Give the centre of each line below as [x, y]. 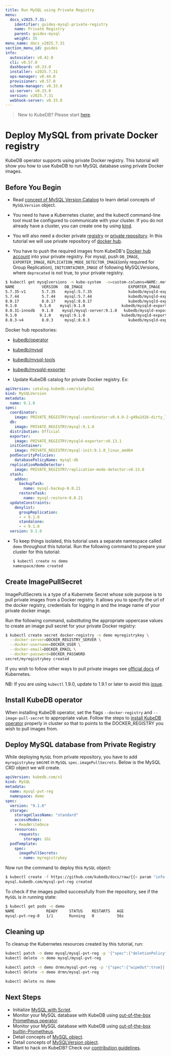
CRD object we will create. [33, 768]
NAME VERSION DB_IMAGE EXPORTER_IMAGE [83, 287]
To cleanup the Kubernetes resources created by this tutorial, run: [74, 944]
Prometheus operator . [35, 1020]
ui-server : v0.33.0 [31, 91]
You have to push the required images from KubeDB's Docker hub [82, 251]
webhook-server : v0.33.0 [36, 100]
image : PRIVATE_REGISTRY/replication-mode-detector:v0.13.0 [79, 470]
